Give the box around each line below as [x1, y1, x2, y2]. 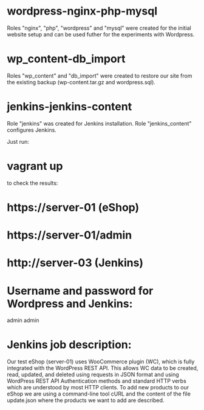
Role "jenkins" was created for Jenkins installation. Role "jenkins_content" [7, 119, 192, 127]
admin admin [7, 317, 39, 324]
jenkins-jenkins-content [7, 100, 132, 113]
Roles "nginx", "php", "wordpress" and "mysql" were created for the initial [7, 24, 192, 32]
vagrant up [7, 160, 63, 173]
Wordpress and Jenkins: [7, 297, 133, 311]
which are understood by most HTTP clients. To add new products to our [7, 384, 189, 391]
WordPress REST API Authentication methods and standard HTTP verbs [7, 377, 187, 385]
